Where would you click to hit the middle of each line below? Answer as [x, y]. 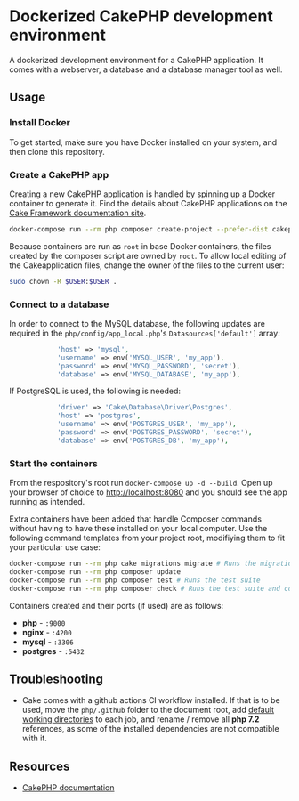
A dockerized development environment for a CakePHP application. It [137, 60]
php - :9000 [44, 623]
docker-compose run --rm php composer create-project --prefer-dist [139, 229]
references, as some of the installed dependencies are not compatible [150, 729]
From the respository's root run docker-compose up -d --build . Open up [141, 483]
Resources [40, 766]
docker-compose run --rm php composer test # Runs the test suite [135, 580]
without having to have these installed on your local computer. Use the [138, 529]
